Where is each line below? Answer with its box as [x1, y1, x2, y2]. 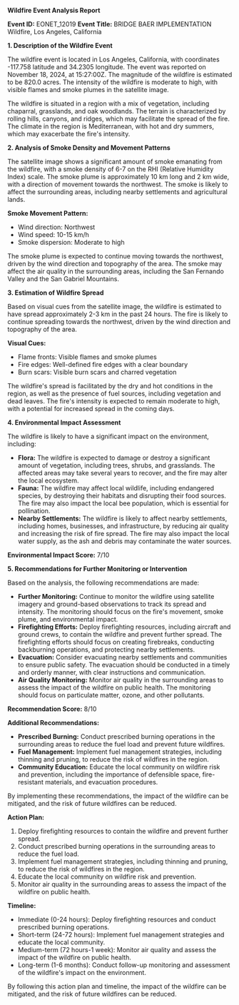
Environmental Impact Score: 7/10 [7, 551, 110, 559]
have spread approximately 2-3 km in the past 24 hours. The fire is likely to [7, 310, 228, 318]
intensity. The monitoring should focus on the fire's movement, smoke [17, 607, 223, 616]
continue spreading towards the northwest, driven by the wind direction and [7, 318, 230, 325]
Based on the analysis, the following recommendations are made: [7, 578, 200, 587]
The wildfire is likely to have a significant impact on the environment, [7, 432, 209, 440]
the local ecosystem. [17, 476, 79, 485]
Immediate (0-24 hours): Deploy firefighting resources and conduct [17, 915, 216, 924]
